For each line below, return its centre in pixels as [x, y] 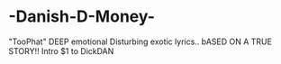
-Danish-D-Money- [82, 17]
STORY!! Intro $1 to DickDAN [61, 50]
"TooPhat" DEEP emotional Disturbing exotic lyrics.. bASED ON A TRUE [140, 41]
